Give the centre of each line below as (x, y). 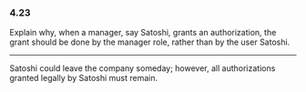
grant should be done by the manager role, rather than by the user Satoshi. (150, 42)
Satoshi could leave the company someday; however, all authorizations (143, 68)
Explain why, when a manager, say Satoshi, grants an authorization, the (143, 33)
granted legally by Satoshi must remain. (84, 78)
